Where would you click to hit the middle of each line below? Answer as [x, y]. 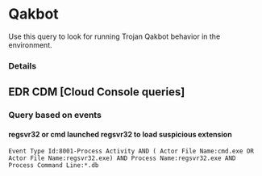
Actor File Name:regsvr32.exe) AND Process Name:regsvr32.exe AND [122, 158]
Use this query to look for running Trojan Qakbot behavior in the [114, 36]
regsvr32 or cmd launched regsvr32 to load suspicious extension [120, 134]
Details [23, 65]
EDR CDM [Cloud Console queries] [97, 92]
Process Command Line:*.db [54, 166]
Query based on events [55, 115]
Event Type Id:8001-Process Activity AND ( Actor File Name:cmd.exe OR [131, 151]
